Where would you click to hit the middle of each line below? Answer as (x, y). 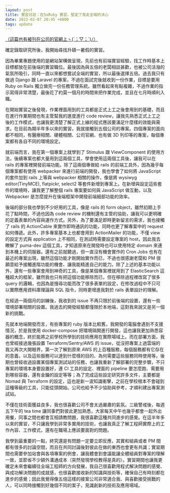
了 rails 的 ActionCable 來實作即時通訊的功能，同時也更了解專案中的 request (84, 226)
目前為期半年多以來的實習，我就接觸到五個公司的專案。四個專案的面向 (92, 129)
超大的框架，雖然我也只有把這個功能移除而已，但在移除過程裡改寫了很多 (85, 277)
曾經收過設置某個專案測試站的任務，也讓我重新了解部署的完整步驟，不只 (89, 362)
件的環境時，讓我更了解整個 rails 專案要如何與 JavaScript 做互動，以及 (79, 190)
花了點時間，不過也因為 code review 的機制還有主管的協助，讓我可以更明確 (83, 214)
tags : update (19, 24)
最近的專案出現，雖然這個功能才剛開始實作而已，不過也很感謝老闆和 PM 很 (83, 258)
